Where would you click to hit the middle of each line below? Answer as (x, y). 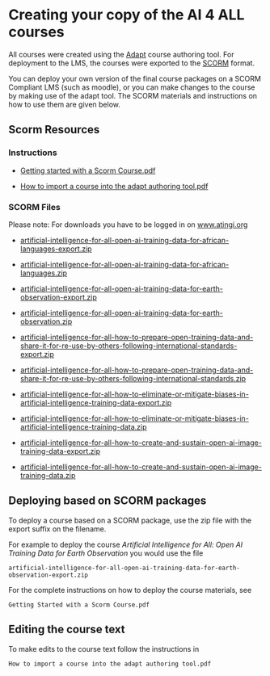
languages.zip (43, 273)
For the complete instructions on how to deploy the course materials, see (130, 590)
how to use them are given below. (65, 104)
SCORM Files (34, 207)
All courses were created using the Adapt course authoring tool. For (121, 54)
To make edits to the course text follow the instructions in (104, 649)
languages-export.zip (56, 249)
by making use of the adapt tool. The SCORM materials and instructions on (133, 95)
